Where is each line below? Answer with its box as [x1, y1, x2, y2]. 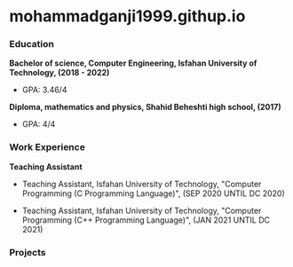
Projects [9, 246, 46, 258]
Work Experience [9, 141, 86, 153]
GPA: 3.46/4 [21, 84, 67, 95]
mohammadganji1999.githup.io [9, 6, 246, 27]
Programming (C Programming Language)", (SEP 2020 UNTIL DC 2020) [21, 188, 286, 199]
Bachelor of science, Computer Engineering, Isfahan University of [9, 58, 257, 68]
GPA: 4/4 [21, 119, 56, 130]
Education [9, 38, 55, 51]
